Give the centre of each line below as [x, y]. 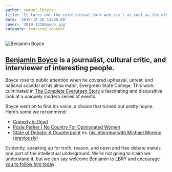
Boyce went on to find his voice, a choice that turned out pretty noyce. [80, 106]
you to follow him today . [30, 164]
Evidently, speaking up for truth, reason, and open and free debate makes [83, 148]
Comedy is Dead [30, 121]
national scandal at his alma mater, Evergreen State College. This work [80, 85]
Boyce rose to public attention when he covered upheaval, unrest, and [79, 80]
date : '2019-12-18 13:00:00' [36, 19]
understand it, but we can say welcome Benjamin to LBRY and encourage [83, 159]
